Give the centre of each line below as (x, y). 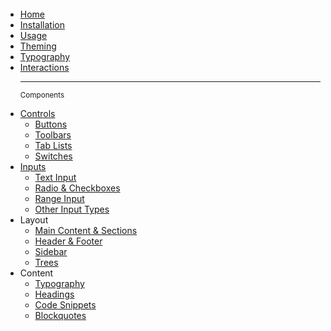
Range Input (59, 198)
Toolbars (53, 135)
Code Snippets (65, 305)
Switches (53, 156)
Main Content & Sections (86, 230)
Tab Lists (53, 145)
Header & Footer (68, 241)
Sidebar (51, 251)
